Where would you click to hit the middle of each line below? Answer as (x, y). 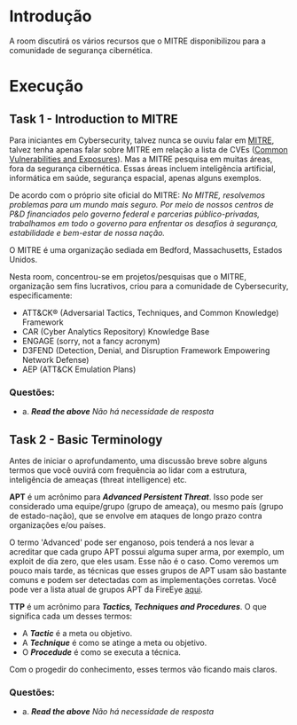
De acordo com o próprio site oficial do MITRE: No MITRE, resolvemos (137, 195)
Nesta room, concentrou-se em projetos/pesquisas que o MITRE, (128, 276)
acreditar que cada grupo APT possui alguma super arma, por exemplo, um (147, 552)
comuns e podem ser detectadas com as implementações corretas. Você (143, 580)
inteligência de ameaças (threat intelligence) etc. (98, 480)
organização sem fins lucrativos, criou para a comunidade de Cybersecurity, (149, 286)
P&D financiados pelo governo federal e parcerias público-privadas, (134, 214)
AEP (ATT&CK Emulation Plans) (79, 369)
